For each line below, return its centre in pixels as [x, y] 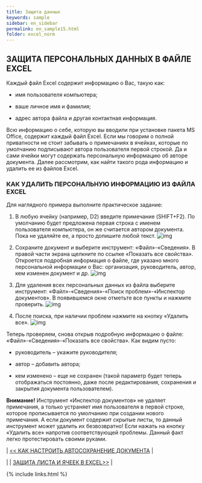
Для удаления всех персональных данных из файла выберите [95, 285]
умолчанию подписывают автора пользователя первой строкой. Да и [96, 149]
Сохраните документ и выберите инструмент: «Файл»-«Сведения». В [105, 248]
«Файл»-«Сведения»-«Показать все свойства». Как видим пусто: [91, 341]
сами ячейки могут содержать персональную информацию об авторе [97, 156]
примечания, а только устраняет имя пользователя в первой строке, [96, 407]
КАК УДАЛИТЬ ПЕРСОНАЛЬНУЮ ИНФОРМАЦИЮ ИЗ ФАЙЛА [101, 184]
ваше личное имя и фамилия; [53, 106]
